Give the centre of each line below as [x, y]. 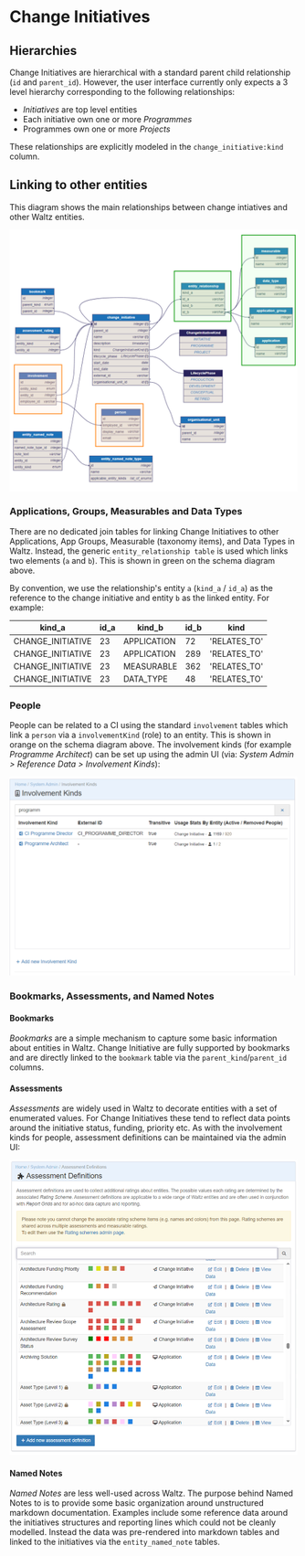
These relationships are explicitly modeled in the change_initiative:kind [147, 147]
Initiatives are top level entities [80, 110]
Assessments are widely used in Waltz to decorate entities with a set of [143, 1108]
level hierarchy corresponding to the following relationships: [122, 92]
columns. [27, 1067]
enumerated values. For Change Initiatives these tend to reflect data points [150, 1118]
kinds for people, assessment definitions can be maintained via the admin [148, 1138]
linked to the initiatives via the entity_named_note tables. [115, 1542]
